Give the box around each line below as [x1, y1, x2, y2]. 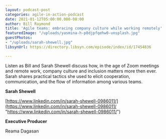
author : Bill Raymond [5, 21, 51, 26]
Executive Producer [5, 118, 48, 124]
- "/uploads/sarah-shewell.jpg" [5, 40, 73, 45]
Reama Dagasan [5, 128, 39, 134]
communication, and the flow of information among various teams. [5, 78, 143, 84]
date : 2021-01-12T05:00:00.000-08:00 [5, 16, 84, 21]
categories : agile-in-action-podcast [5, 12, 84, 17]
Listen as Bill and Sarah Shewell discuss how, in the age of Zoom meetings [5, 62, 159, 68]
